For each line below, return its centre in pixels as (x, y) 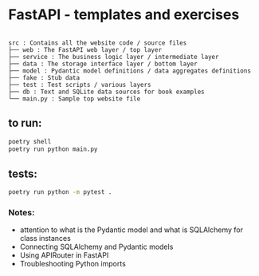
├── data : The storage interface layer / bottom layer (103, 64)
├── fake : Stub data (44, 77)
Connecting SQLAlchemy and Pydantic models (96, 247)
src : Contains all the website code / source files (98, 43)
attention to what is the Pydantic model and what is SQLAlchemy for (131, 230)
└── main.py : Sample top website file (75, 99)
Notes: (22, 213)
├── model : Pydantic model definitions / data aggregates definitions (129, 71)
